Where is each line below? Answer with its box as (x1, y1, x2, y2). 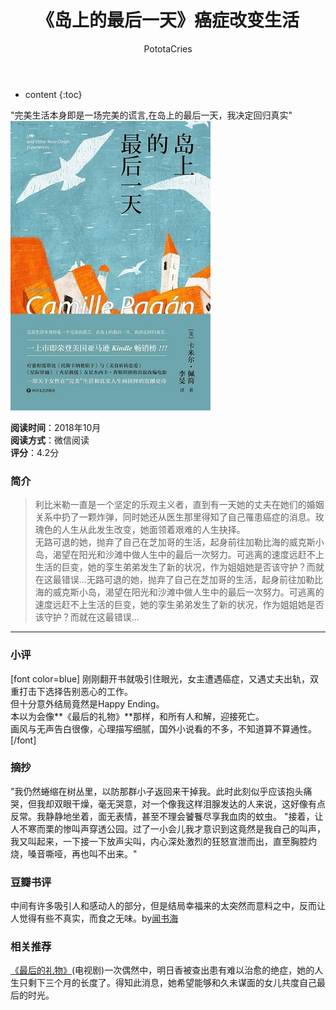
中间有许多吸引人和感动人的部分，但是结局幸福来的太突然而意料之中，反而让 (10, 900, 326, 912)
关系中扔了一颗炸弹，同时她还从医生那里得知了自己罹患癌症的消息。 (34, 511, 316, 523)
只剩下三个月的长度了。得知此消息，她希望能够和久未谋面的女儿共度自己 (18, 977, 317, 989)
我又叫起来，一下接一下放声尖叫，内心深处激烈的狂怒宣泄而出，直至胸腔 (10, 835, 308, 847)
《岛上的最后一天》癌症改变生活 (36, 9, 300, 32)
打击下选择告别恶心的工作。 (18, 685, 133, 697)
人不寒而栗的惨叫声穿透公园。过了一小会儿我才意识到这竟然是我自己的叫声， (10, 822, 326, 835)
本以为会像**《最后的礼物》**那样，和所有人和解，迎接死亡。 (10, 710, 265, 722)
